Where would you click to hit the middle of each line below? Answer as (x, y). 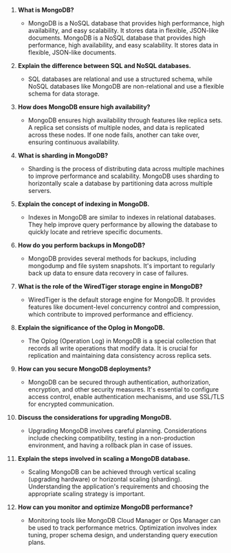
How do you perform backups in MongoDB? (81, 245)
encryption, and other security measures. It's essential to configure (123, 390)
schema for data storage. (64, 93)
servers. (40, 191)
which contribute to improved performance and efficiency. (111, 314)
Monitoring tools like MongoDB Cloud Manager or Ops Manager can (124, 520)
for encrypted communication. (71, 404)
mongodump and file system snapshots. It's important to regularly (121, 266)
